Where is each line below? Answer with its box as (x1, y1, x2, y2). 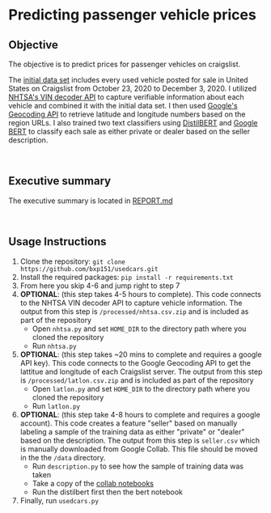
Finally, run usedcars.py (19, 495, 100, 505)
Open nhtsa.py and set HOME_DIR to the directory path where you (32, 324, 247, 333)
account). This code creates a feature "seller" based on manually (19, 418, 238, 428)
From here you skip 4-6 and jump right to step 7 (19, 281, 180, 290)
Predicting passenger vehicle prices (8, 6, 256, 24)
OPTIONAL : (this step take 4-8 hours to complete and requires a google (19, 409, 260, 419)
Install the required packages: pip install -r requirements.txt (19, 272, 234, 282)
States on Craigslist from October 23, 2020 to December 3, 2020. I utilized (8, 83, 257, 93)
